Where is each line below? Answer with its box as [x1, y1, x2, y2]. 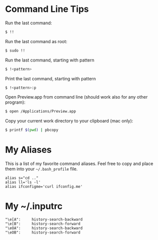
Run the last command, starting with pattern [5, 57, 95, 63]
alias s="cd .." [5, 176, 39, 180]
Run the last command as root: [5, 38, 68, 44]
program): [5, 99, 26, 105]
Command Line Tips [5, 3, 89, 15]
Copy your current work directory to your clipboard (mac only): [5, 118, 133, 124]
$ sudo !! [5, 48, 26, 53]
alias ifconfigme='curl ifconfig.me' [5, 184, 83, 189]
